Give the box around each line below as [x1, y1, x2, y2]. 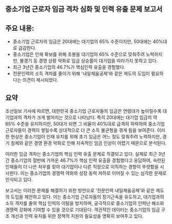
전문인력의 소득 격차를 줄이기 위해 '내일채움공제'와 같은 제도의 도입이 [12, 71, 150, 77]
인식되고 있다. [5, 176, 33, 183]
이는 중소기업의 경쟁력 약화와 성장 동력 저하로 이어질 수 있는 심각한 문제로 [20, 170, 167, 176]
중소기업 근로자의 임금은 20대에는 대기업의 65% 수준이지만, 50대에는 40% [12, 38, 163, 45]
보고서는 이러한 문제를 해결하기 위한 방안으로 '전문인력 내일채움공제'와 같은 [5, 188, 155, 194]
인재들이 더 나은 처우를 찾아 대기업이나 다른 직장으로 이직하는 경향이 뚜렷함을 [5, 164, 159, 170]
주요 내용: [5, 24, 34, 32]
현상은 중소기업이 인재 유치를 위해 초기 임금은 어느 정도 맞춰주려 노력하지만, [10, 134, 162, 140]
